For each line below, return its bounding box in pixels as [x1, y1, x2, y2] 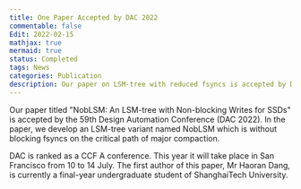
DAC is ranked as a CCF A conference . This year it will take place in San [9, 150, 275, 161]
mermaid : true [9, 47, 63, 56]
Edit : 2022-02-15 [9, 30, 74, 39]
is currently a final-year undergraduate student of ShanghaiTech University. [9, 169, 288, 180]
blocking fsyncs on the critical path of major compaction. [9, 133, 220, 143]
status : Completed [9, 55, 78, 64]
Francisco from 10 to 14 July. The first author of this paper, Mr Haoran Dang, [9, 159, 291, 170]
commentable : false [9, 21, 82, 30]
